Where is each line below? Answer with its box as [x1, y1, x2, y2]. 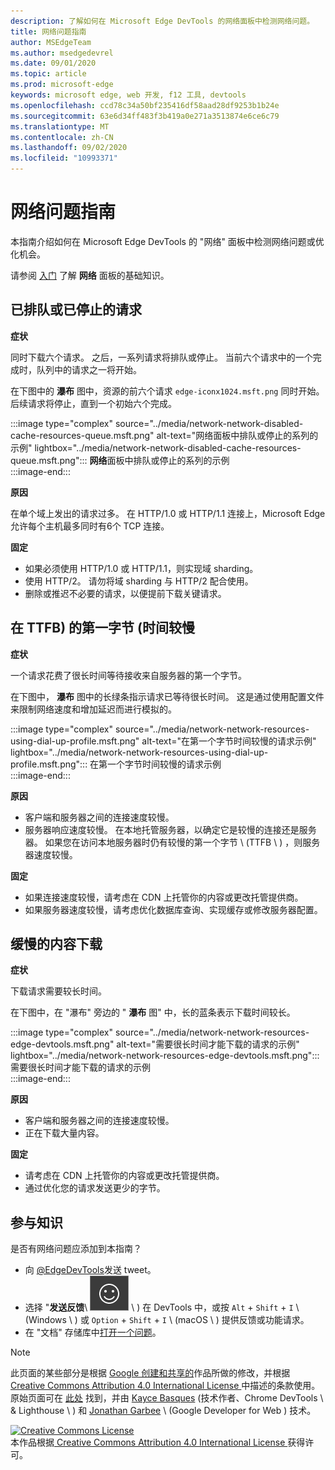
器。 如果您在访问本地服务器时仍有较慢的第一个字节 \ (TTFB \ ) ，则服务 [24, 836, 321, 848]
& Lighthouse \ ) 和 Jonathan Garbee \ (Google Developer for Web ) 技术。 [10, 1405, 317, 1417]
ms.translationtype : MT [10, 121, 110, 132]
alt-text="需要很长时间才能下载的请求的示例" [116, 1038, 300, 1050]
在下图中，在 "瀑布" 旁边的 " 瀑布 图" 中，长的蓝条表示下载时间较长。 [10, 1006, 296, 1019]
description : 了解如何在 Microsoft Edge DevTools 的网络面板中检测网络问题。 [10, 16, 315, 26]
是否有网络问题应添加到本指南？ [10, 1243, 142, 1255]
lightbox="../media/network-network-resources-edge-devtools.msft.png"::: [10, 1050, 320, 1062]
